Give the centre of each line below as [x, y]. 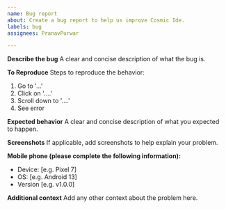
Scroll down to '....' [44, 101]
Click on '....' [35, 93]
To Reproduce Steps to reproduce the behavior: [76, 72]
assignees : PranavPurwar [43, 33]
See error [31, 108]
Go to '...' [30, 86]
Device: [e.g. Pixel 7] [47, 170]
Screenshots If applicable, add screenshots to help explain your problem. [113, 143]
